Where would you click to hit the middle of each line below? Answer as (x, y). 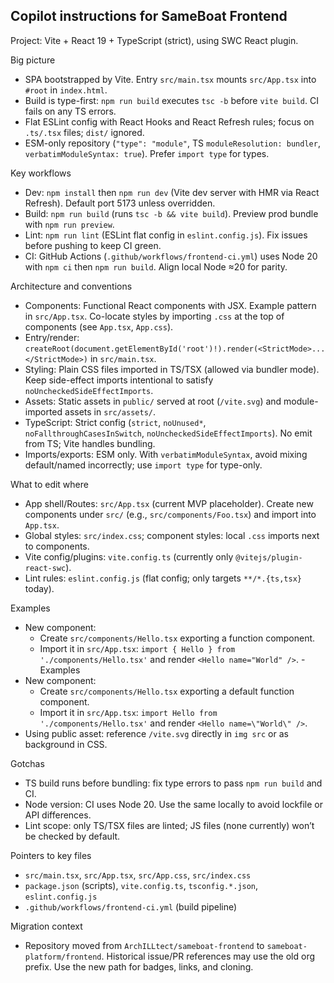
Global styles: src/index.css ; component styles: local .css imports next (172, 535)
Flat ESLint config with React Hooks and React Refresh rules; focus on (169, 121)
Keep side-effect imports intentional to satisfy (119, 380)
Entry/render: (52, 337)
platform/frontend (63, 957)
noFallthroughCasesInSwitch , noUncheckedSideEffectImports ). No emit (168, 433)
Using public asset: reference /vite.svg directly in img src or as (156, 733)
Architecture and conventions (71, 286)
